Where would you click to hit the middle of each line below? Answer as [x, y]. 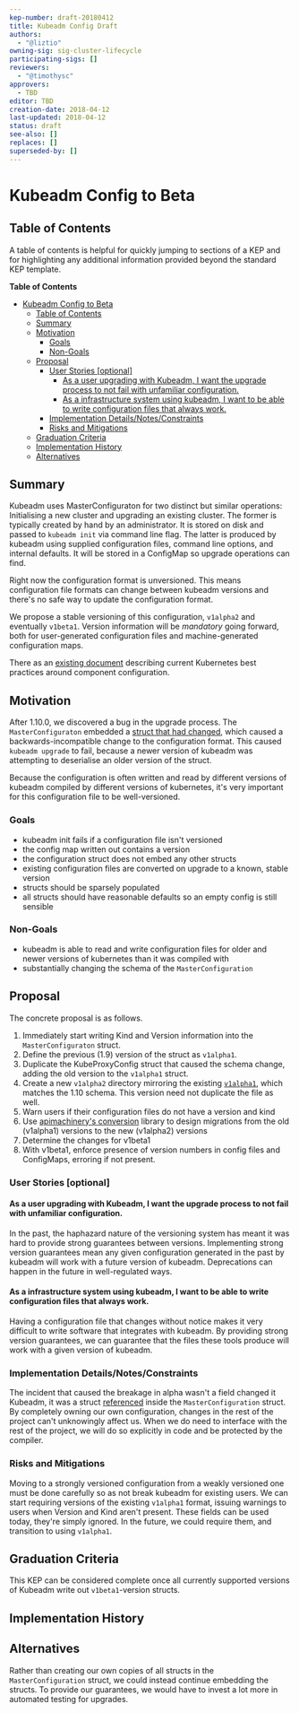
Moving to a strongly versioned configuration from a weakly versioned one [147, 1483]
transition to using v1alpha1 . [61, 1531]
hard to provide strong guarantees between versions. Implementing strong [146, 1242]
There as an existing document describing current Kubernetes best [133, 663]
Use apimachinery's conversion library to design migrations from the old [155, 1121]
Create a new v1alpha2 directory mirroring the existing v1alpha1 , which [153, 1083]
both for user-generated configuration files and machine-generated [134, 636]
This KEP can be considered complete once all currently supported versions [149, 1580]
